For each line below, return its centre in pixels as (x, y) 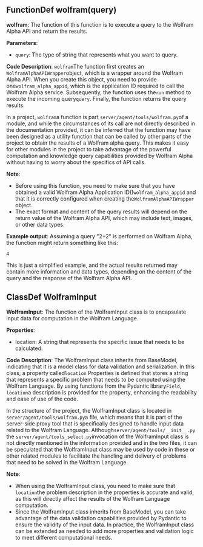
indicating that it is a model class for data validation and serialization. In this (101, 366)
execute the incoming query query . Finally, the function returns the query (96, 98)
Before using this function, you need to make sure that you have (95, 185)
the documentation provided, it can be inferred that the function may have (98, 129)
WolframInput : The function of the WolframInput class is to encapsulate (96, 312)
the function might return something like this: (62, 243)
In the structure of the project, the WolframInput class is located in (89, 410)
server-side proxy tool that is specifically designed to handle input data (95, 423)
